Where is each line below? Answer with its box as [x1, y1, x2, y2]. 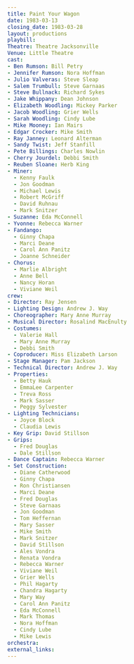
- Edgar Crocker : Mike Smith [7, 128, 93, 135]
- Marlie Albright [13, 266, 68, 273]
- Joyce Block [13, 417, 55, 424]
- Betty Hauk [13, 377, 52, 384]
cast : [7, 56, 23, 63]
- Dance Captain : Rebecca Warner [7, 456, 105, 463]
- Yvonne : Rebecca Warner [7, 220, 83, 227]
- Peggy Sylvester [13, 403, 68, 411]
